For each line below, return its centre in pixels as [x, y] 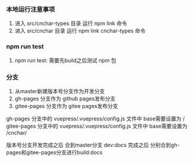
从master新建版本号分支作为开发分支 [60, 91]
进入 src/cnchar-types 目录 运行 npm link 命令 [71, 23]
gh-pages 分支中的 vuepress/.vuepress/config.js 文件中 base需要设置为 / [96, 118]
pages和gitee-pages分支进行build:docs [54, 152]
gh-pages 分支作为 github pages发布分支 [65, 99]
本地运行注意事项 [31, 9]
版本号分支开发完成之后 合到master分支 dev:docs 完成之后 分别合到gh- [93, 145]
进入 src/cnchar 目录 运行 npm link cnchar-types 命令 [80, 31]
